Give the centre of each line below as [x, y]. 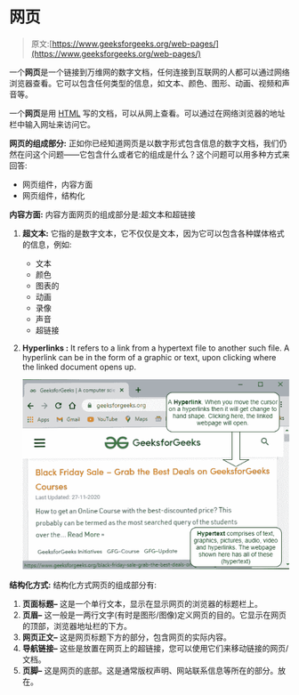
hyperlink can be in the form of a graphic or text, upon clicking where [149, 357]
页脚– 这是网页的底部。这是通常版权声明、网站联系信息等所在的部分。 [150, 670]
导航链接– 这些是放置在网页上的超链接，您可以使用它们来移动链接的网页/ [155, 648]
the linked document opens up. [79, 367]
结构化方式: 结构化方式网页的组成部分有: [83, 585]
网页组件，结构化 [53, 195]
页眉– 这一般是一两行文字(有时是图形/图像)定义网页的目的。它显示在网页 [154, 615]
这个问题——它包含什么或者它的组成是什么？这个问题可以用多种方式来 [161, 154]
